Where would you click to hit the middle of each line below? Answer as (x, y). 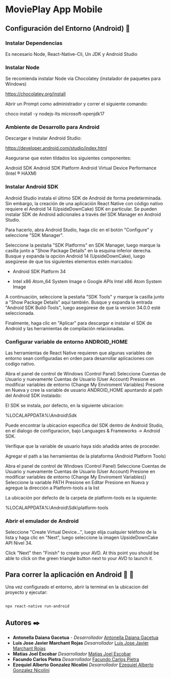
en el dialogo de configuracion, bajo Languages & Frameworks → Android (83, 431)
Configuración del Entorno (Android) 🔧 (68, 28)
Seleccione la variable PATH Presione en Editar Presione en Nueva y (77, 483)
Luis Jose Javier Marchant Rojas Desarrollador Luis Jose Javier (81, 643)
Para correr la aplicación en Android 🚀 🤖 (70, 575)
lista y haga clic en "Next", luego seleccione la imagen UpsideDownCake (82, 537)
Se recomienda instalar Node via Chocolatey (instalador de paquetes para (83, 78)
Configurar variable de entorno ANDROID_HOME (67, 342)
